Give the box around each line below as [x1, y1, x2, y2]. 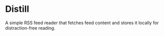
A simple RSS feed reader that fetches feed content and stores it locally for [5, 20, 159, 26]
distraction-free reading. [5, 25, 56, 31]
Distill [5, 3, 29, 15]
